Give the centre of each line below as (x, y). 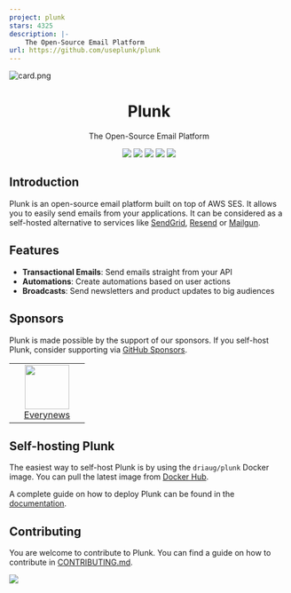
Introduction (44, 182)
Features (34, 251)
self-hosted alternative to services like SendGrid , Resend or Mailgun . (135, 222)
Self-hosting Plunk (62, 446)
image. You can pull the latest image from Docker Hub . (109, 477)
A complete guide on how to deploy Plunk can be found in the (122, 494)
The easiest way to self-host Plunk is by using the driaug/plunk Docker (139, 468)
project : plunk (37, 17)
